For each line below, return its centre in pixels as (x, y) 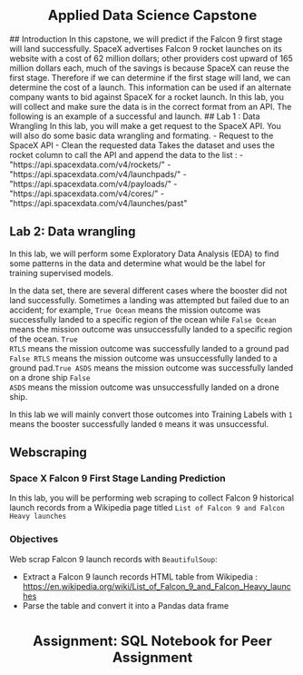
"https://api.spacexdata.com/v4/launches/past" (98, 203)
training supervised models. (61, 273)
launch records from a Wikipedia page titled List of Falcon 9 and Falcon (147, 508)
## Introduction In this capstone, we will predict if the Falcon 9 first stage (146, 39)
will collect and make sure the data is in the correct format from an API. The (151, 106)
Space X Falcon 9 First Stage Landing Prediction (118, 479)
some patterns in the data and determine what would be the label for (137, 263)
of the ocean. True (44, 339)
